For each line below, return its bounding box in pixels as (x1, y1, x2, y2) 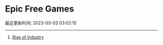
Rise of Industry (12, 34, 44, 40)
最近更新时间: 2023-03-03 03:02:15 (5, 20, 77, 26)
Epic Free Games (5, 3, 74, 15)
